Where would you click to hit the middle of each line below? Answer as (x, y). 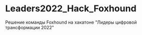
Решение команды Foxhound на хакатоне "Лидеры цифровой (71, 22)
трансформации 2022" (30, 27)
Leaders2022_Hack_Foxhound (71, 9)
